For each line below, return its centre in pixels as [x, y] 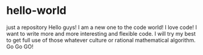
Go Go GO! [20, 47]
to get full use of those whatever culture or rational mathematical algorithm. [101, 40]
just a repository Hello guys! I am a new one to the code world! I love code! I [101, 27]
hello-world [37, 11]
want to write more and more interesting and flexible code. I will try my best [101, 33]
